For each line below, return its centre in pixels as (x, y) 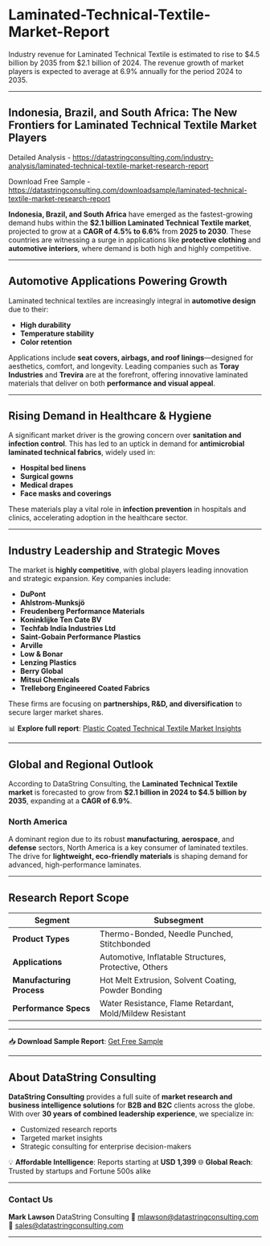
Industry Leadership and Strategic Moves (115, 550)
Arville (31, 646)
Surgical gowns (47, 477)
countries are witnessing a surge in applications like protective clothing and (135, 240)
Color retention (46, 342)
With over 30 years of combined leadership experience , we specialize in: (131, 1113)
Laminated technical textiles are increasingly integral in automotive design (132, 300)
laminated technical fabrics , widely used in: (82, 452)
